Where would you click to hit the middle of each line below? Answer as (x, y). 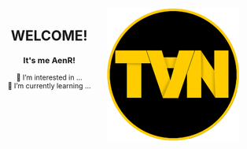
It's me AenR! (49, 61)
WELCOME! (49, 36)
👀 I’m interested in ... (50, 77)
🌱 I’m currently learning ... (49, 86)
